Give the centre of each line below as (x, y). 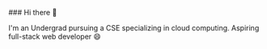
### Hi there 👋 (33, 12)
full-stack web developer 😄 (55, 37)
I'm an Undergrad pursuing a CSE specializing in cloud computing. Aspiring (134, 28)
